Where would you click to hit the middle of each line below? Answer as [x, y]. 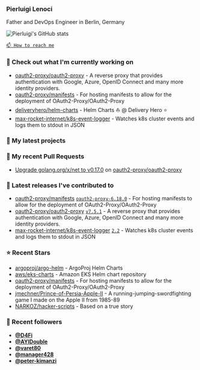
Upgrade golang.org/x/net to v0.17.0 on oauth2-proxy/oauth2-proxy [98, 170]
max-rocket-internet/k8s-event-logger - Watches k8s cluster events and [105, 119]
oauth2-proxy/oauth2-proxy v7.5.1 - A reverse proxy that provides [98, 211]
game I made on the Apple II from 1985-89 [67, 300]
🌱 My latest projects [36, 140]
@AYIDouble [31, 341]
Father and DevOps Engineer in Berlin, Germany [65, 22]
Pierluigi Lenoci [29, 9]
